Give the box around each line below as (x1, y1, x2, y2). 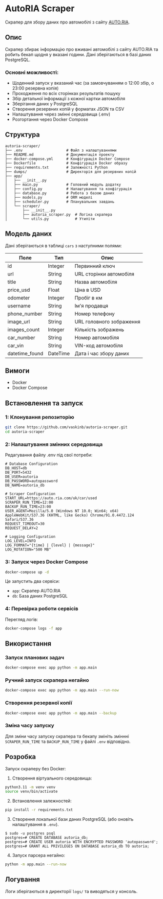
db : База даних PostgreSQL (12, 593, 68, 599)
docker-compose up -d (5, 570, 49, 575)
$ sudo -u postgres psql (5, 831, 56, 836)
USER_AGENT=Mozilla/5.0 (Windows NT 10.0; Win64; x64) (5, 508, 119, 514)
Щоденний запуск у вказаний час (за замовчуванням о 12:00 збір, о (12, 80, 154, 86)
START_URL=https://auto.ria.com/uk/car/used (5, 496, 97, 501)
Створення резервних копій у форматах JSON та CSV (12, 106, 124, 112)
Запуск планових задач (5, 654, 64, 661)
